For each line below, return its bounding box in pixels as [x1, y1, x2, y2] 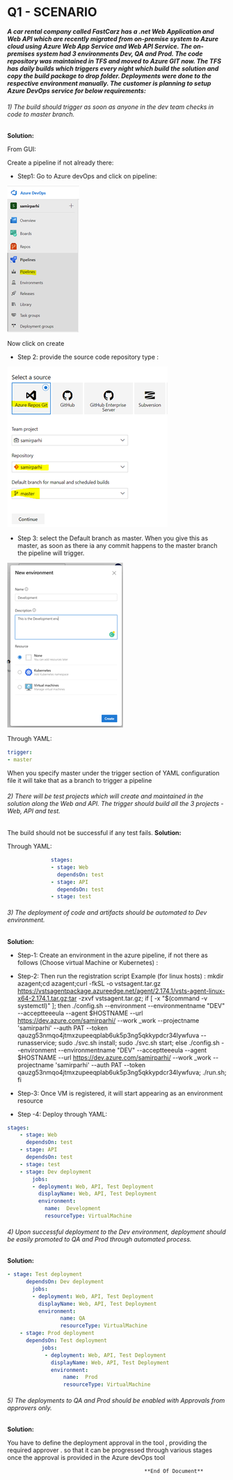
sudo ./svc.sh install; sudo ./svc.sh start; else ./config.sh [58, 1038, 220, 1046]
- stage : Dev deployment [19, 1168, 92, 1175]
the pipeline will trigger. [17, 549, 85, 558]
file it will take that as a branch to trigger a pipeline [7, 776, 152, 784]
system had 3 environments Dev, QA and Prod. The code [35, 49, 203, 58]
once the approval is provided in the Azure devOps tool [7, 1454, 166, 1462]
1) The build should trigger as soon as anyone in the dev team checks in [7, 102, 214, 111]
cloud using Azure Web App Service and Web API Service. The [7, 42, 193, 50]
